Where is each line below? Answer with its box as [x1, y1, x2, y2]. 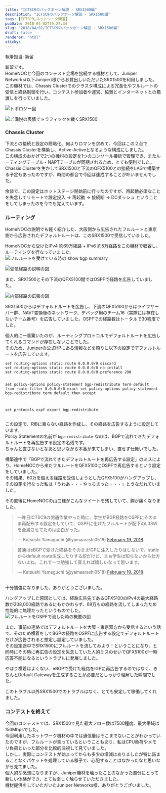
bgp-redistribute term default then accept [5, 391, 96, 396]
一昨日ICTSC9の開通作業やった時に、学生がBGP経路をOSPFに [17, 514, 144, 520]
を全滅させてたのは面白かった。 [17, 527, 83, 533]
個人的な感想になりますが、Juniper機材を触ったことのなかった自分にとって [5, 770, 159, 776]
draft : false [5, 30, 32, 35]
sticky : [5, 40, 21, 45]
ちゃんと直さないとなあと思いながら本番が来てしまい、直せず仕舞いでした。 [5, 446, 161, 452]
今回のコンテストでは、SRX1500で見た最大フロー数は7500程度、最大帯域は [5, 720, 160, 726]
